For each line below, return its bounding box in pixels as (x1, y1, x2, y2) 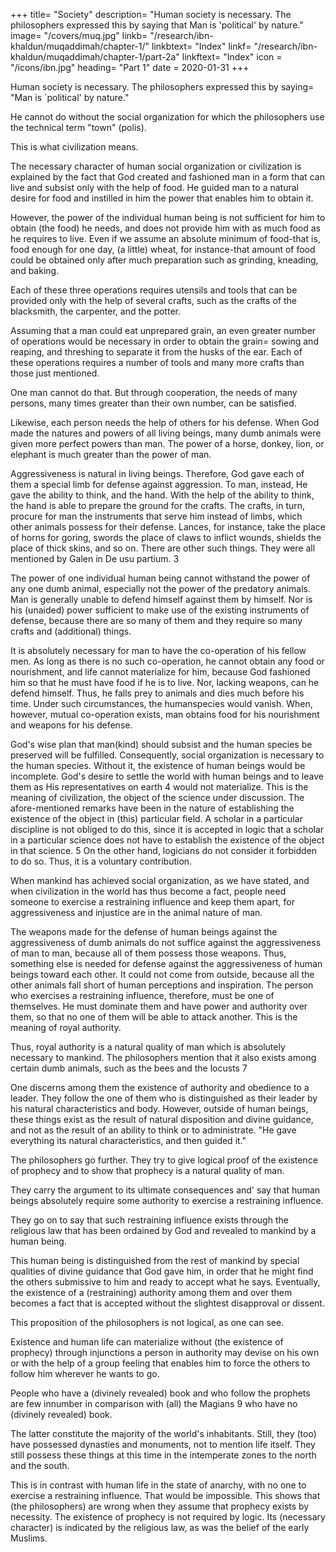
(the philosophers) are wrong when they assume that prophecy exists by (10, 1500, 310, 1512)
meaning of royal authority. (10, 1022, 122, 1033)
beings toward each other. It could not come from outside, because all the (10, 969, 315, 980)
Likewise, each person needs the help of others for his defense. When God (10, 417, 320, 428)
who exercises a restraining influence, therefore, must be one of (10, 990, 275, 1001)
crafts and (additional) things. (10, 625, 132, 637)
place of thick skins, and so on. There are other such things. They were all (10, 542, 316, 554)
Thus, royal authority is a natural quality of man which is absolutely (10, 1041, 286, 1053)
